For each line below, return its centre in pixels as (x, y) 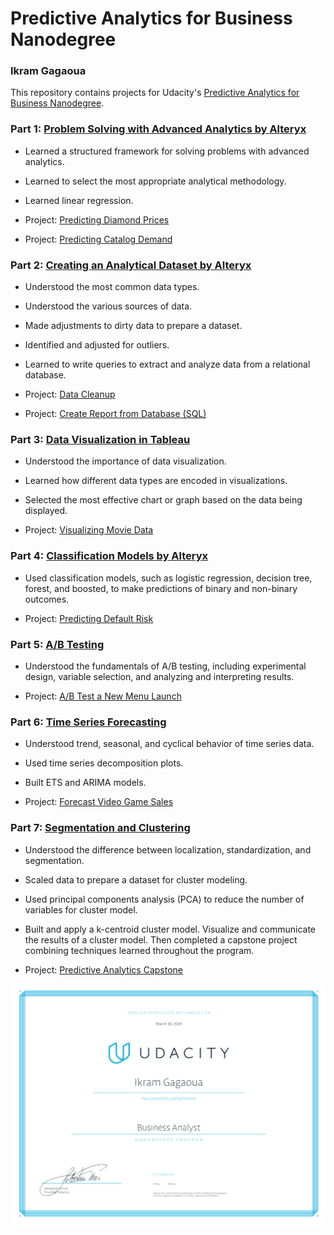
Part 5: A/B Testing (57, 644)
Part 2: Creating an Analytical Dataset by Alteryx (131, 265)
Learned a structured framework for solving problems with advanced (167, 151)
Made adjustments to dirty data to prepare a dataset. (133, 326)
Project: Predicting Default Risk (89, 618)
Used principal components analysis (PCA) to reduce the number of (164, 899)
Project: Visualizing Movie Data (89, 530)
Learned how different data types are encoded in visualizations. (156, 481)
